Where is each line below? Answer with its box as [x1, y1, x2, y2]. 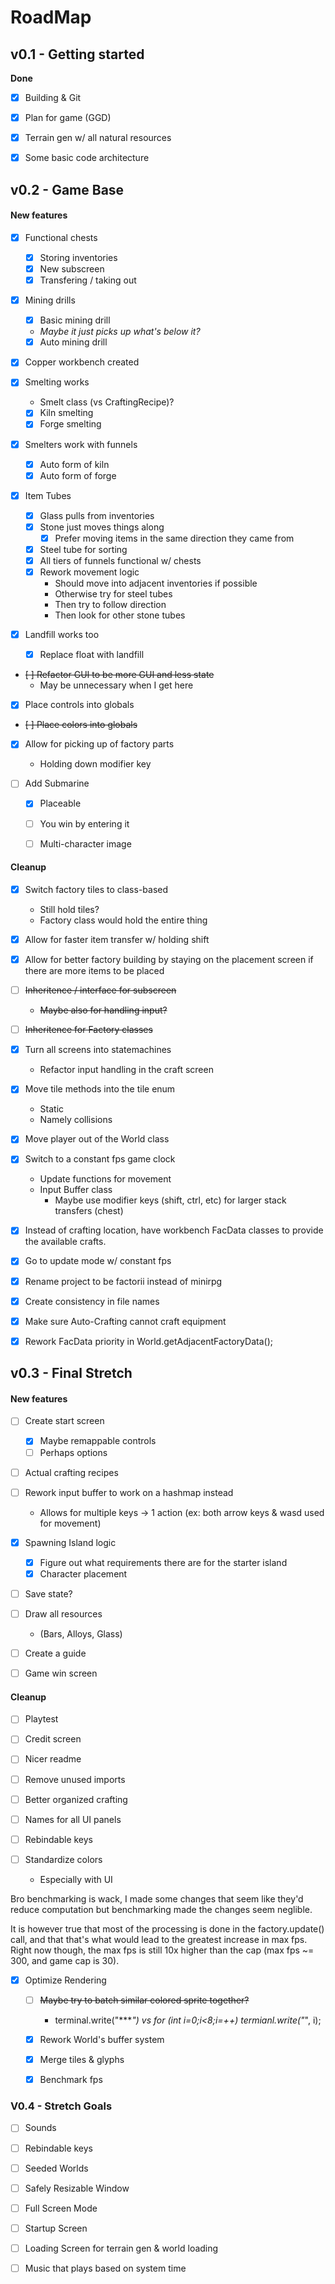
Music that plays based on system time [24, 2262, 187, 2274]
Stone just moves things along [39, 521, 165, 533]
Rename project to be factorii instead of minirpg [24, 1275, 223, 1287]
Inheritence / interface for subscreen [24, 984, 177, 996]
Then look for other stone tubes [54, 609, 186, 621]
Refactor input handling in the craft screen [39, 1064, 214, 1076]
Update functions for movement [39, 1173, 172, 1185]
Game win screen [24, 1667, 98, 1680]
